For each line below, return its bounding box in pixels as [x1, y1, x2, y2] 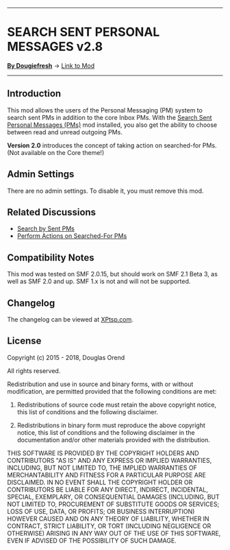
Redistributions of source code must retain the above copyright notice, [16, 400, 217, 409]
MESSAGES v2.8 [7, 39, 103, 55]
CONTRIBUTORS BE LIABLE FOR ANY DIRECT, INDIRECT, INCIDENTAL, [7, 485, 209, 494]
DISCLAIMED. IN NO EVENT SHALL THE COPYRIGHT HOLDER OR [7, 478, 193, 486]
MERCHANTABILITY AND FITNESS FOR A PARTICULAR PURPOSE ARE [7, 470, 207, 479]
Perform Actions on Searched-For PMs [16, 232, 127, 240]
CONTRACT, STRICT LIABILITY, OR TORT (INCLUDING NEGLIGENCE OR [7, 522, 212, 530]
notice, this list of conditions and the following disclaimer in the [16, 428, 195, 436]
